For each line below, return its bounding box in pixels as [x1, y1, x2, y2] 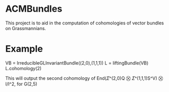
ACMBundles [5, 3, 62, 15]
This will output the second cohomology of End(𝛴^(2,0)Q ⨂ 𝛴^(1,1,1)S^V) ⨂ [5, 75, 163, 81]
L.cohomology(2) [5, 65, 42, 71]
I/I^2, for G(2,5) [5, 81, 37, 87]
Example [5, 43, 43, 55]
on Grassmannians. [5, 25, 46, 31]
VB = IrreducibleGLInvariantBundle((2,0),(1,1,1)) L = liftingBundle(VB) [5, 59, 149, 66]
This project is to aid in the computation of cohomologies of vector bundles [5, 20, 164, 26]
